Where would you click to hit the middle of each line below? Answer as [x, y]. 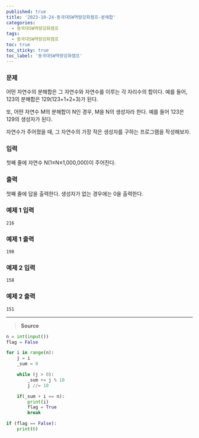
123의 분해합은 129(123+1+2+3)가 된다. [52, 99]
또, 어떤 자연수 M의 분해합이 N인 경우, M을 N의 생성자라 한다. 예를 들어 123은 [95, 112]
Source [30, 326]
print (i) [38, 402]
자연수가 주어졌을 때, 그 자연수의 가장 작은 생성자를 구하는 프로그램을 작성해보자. [99, 132]
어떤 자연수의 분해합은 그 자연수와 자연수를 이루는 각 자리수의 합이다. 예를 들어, [97, 91]
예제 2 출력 [21, 296]
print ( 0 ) [28, 429]
